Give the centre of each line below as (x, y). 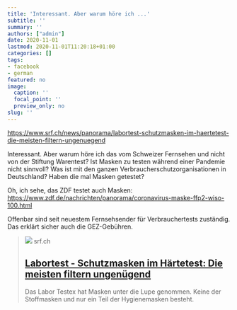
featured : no (27, 80)
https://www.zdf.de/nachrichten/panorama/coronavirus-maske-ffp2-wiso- (116, 197)
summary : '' (25, 27)
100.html (20, 205)
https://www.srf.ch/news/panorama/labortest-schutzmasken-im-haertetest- (118, 132)
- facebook (23, 67)
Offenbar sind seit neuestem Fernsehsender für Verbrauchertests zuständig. (119, 219)
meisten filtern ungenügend (88, 274)
